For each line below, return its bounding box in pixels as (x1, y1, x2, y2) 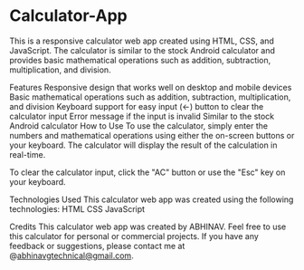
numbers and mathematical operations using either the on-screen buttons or (9, 130, 295, 140)
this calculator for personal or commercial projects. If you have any (9, 230, 260, 241)
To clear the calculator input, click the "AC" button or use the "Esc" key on (9, 167, 286, 178)
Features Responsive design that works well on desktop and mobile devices (9, 82, 292, 92)
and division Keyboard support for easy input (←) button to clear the (9, 101, 264, 111)
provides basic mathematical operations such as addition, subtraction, (9, 54, 271, 65)
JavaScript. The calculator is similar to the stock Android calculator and (9, 44, 276, 55)
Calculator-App (9, 5, 128, 26)
